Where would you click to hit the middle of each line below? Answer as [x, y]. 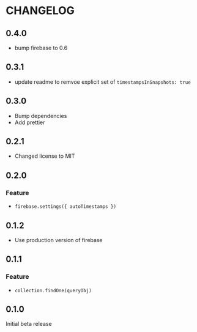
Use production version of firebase [58, 240]
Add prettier [30, 122]
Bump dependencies [41, 116]
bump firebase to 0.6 [41, 48]
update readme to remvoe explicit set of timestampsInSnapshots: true [102, 82]
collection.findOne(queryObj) [53, 290]
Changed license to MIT [45, 156]
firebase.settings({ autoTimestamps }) [65, 207]
